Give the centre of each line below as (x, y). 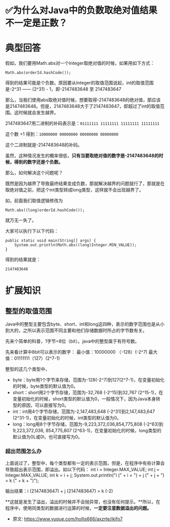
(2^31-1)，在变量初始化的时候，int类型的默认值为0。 (67, 418)
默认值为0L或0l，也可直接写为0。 (47, 437)
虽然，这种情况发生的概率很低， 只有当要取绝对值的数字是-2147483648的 (82, 156)
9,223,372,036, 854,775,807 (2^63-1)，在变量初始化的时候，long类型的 (87, 431)
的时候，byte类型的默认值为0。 (45, 386)
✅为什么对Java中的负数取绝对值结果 (81, 10)
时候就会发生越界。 (38, 112)
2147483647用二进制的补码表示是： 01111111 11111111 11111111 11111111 (82, 123)
